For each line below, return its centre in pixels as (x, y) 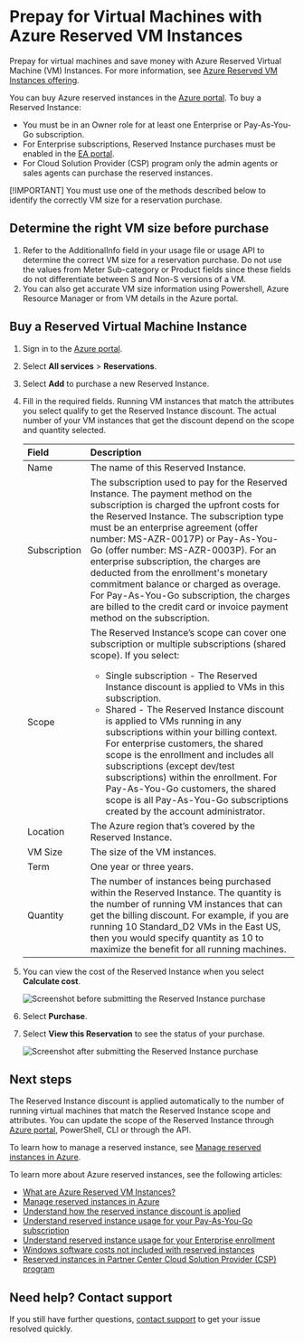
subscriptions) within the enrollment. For (191, 777)
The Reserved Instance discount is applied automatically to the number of (147, 1102)
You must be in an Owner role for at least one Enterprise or (132, 125)
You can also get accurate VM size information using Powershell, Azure (156, 288)
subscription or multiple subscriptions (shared (188, 644)
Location (46, 831)
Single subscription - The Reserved (181, 676)
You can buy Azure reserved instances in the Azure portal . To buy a (136, 98)
